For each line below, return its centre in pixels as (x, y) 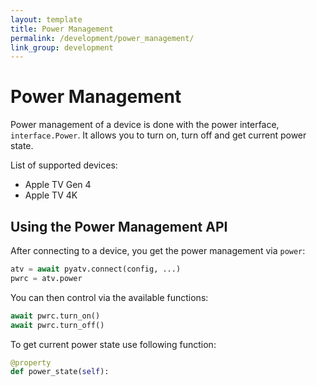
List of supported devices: (64, 165)
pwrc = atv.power (46, 278)
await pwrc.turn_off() (57, 325)
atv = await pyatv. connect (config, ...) (96, 269)
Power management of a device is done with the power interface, (145, 125)
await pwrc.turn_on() (55, 316)
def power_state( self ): (60, 372)
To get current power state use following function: (113, 344)
